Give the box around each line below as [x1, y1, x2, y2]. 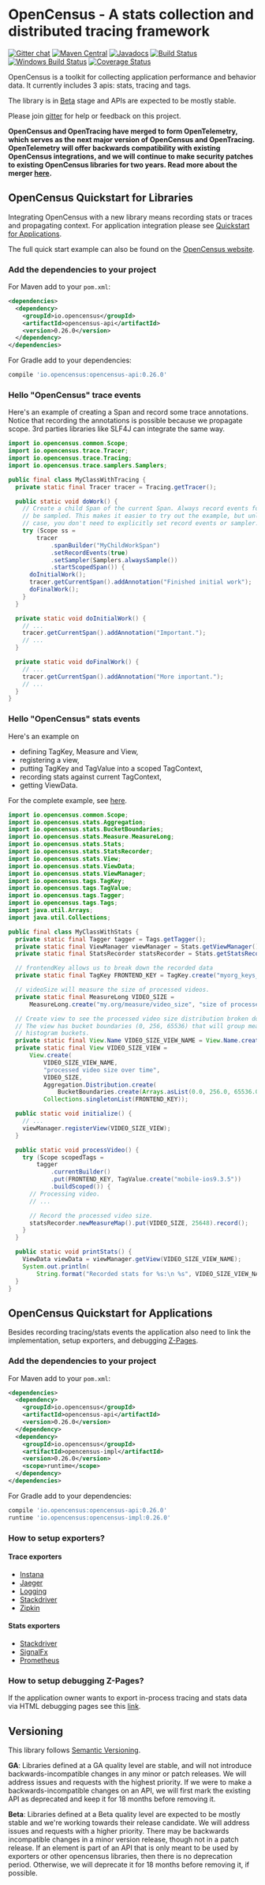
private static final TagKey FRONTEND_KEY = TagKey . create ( [15, 971, 217, 980]
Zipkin [19, 1603, 40, 1613]
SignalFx [19, 1647, 49, 1656]
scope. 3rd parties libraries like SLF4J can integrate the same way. [8, 424, 226, 434]
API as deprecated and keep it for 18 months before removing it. [8, 1794, 216, 1804]
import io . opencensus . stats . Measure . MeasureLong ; [8, 833, 175, 841]
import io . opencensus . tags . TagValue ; [8, 884, 132, 892]
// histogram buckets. [15, 1029, 90, 1038]
